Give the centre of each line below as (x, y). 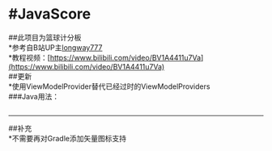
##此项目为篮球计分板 (45, 37)
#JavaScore (50, 14)
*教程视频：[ (30, 57)
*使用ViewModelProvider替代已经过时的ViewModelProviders (109, 86)
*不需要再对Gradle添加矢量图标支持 (68, 138)
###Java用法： (34, 96)
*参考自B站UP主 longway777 (55, 47)
